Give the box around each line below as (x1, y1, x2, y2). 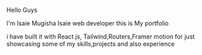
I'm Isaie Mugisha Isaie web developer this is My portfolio (6, 19, 169, 27)
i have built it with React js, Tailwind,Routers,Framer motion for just (6, 32, 195, 41)
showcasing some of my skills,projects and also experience (6, 40, 175, 47)
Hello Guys (6, 6, 38, 14)
